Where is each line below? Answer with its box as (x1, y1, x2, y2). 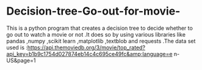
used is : (6, 44, 28, 51)
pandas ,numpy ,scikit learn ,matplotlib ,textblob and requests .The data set (6, 37, 196, 44)
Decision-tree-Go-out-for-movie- (6, 4, 181, 18)
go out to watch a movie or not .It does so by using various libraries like (6, 30, 186, 38)
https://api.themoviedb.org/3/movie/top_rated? (27, 44, 145, 51)
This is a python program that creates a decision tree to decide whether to (6, 24, 193, 32)
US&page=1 (6, 57, 36, 64)
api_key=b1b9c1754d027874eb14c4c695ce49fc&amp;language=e (6, 50, 173, 57)
